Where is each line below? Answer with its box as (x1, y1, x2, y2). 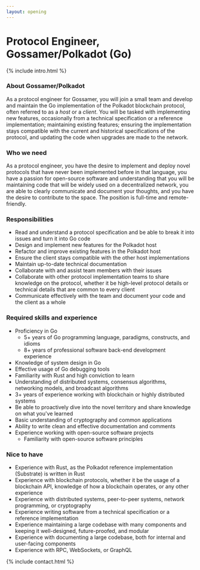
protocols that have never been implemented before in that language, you (6, 169, 187, 176)
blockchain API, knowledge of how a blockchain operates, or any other (14, 483, 189, 490)
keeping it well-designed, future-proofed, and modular (14, 528, 149, 535)
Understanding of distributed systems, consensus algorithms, (14, 378, 167, 385)
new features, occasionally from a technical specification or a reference (6, 114, 183, 121)
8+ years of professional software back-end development (23, 346, 166, 353)
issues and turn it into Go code (14, 235, 91, 242)
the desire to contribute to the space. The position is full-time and (6, 194, 168, 201)
